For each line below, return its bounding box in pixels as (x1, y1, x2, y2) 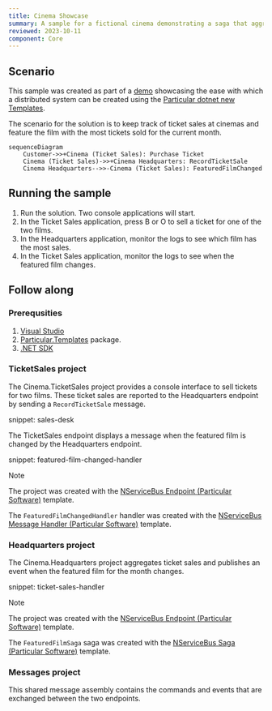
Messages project (8, 666, 81, 678)
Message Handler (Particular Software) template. (8, 519, 172, 529)
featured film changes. (19, 259, 96, 269)
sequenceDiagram (8, 143, 63, 152)
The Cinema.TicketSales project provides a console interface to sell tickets (8, 382, 257, 392)
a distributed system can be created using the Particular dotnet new (8, 95, 236, 105)
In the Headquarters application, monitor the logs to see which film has (19, 233, 257, 243)
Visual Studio (19, 326, 65, 336)
